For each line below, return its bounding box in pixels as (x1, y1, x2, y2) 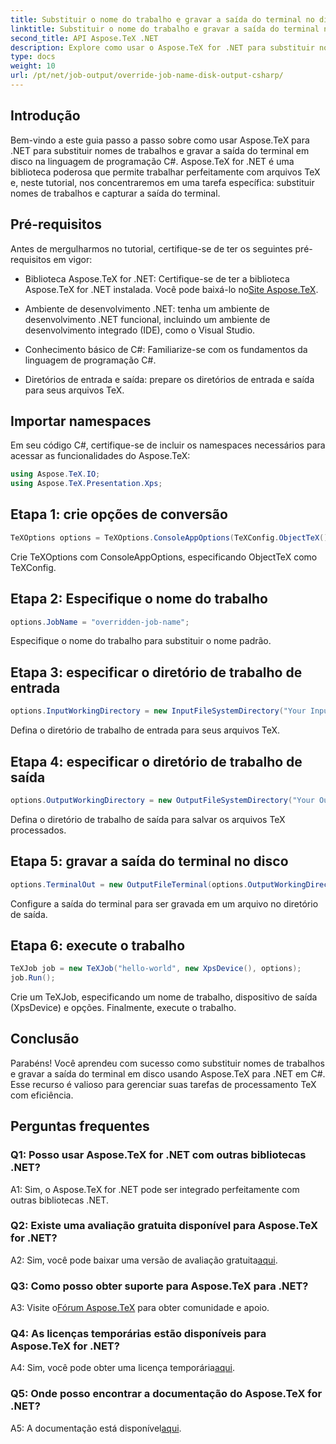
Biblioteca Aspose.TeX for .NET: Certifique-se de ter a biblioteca (24, 272, 290, 285)
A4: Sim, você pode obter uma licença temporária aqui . (10, 1362, 236, 1374)
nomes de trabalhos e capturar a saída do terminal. (10, 187, 221, 199)
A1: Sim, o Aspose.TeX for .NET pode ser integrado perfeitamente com (10, 1183, 300, 1195)
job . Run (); (10, 973, 56, 983)
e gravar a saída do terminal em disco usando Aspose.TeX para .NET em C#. (10, 1067, 326, 1080)
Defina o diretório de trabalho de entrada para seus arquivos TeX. (10, 724, 281, 736)
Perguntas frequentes (10, 1118, 150, 1135)
